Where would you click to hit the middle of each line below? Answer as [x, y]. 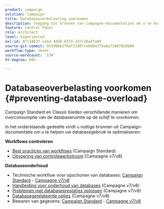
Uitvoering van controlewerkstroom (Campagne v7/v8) [67, 156]
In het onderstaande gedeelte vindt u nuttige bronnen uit [62, 127]
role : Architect [21, 32]
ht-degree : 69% [20, 60]
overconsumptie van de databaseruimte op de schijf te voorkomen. [72, 117]
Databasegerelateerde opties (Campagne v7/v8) [61, 196]
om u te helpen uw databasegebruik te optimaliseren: [87, 132]
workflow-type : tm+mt [27, 50]
